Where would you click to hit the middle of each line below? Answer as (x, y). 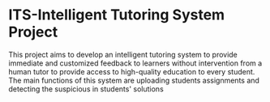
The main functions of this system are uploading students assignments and (134, 80)
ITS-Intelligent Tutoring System (117, 15)
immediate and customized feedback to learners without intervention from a (135, 63)
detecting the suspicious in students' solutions (86, 89)
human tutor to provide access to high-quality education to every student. (132, 71)
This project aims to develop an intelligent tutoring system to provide (123, 54)
